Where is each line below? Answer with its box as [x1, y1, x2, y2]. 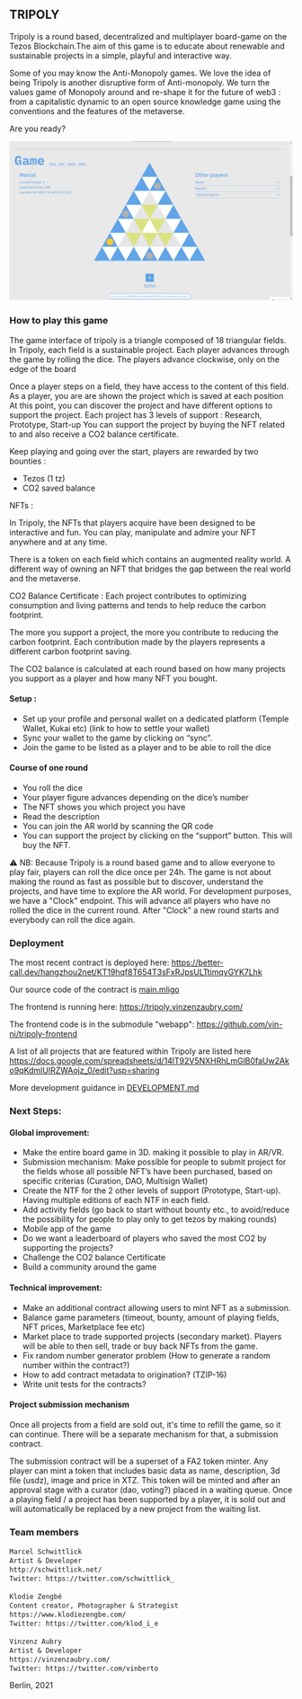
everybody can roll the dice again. [9, 915, 136, 925]
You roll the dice [22, 783, 84, 793]
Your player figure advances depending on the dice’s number [22, 792, 249, 803]
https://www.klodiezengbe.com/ [9, 1610, 127, 1620]
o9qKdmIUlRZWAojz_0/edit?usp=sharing [9, 1065, 160, 1076]
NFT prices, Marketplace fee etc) [22, 1321, 146, 1332]
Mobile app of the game [22, 1224, 111, 1234]
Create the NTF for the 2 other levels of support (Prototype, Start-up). [22, 1185, 281, 1196]
